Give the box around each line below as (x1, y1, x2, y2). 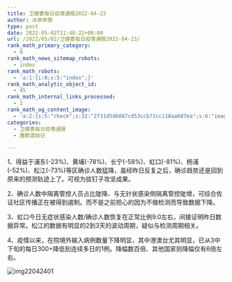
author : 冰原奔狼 (7, 17, 53, 23)
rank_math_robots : (7, 68, 60, 74)
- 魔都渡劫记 (13, 132, 46, 139)
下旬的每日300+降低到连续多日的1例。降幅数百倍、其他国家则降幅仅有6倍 (7, 245, 216, 253)
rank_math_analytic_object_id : (7, 81, 97, 88)
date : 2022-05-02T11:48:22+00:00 (7, 29, 104, 37)
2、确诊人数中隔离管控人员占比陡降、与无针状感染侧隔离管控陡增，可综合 (7, 190, 217, 198)
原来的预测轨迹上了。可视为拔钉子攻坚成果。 (7, 175, 135, 183)
